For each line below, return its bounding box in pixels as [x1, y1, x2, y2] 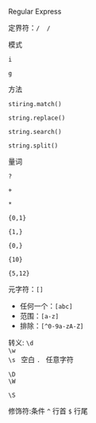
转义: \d [8, 338, 34, 347]
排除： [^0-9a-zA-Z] [19, 321, 84, 330]
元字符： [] [8, 284, 44, 294]
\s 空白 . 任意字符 [8, 355, 74, 364]
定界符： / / [8, 23, 51, 32]
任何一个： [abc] [19, 301, 73, 311]
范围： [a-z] [19, 311, 60, 320]
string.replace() [8, 114, 66, 122]
